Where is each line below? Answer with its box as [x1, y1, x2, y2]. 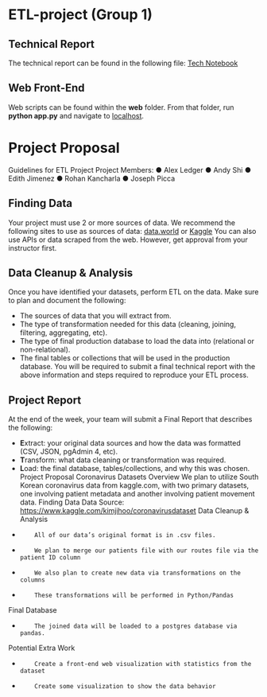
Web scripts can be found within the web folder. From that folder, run [8, 102, 234, 112]
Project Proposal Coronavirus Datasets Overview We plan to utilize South [19, 472, 259, 482]
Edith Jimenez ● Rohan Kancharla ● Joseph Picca [8, 173, 176, 183]
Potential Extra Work [8, 643, 75, 653]
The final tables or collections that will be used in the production [19, 353, 230, 363]
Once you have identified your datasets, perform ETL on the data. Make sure [8, 287, 259, 297]
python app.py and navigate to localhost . [8, 111, 145, 120]
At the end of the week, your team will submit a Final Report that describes [8, 415, 253, 424]
